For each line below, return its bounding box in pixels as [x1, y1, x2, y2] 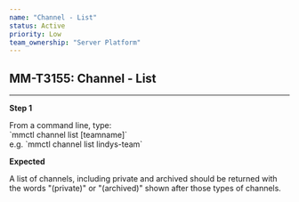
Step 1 [9, 103, 33, 114]
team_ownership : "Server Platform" [9, 37, 141, 47]
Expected [9, 157, 46, 167]
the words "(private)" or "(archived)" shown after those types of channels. [9, 183, 282, 194]
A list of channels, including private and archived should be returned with [9, 174, 278, 184]
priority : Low [9, 29, 62, 38]
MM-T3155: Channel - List [9, 70, 158, 85]
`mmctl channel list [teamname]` [9, 130, 127, 141]
